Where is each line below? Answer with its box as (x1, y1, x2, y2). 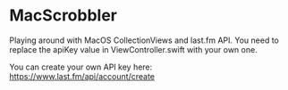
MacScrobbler (9, 5, 118, 26)
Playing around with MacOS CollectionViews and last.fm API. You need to (9, 35, 279, 45)
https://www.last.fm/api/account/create (9, 70, 155, 81)
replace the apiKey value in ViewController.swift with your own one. (9, 44, 258, 54)
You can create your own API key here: (9, 61, 153, 72)
